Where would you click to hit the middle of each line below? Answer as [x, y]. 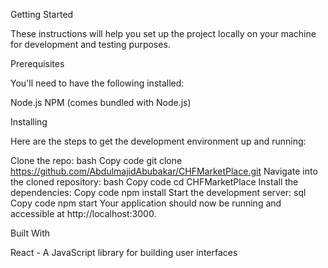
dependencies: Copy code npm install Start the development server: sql [158, 192]
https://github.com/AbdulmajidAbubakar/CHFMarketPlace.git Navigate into [164, 171]
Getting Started [42, 14]
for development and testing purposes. [90, 44]
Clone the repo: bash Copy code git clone [96, 160]
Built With [30, 233]
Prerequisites [37, 63]
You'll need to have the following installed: [97, 83]
